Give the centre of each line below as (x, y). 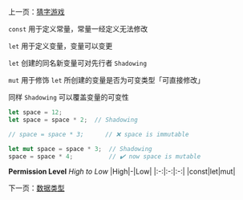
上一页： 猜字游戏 (36, 12)
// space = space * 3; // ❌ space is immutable (99, 134)
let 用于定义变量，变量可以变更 (61, 46)
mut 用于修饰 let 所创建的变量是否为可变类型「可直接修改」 (106, 80)
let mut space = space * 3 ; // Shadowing (80, 149)
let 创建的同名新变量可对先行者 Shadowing (77, 63)
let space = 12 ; (35, 112)
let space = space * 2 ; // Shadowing (73, 120)
